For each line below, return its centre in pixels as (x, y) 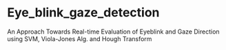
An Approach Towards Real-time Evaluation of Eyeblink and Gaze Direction (113, 32)
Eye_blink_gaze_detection (83, 13)
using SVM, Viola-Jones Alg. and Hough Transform (80, 38)
